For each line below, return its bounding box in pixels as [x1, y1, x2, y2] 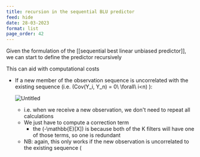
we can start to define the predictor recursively [6, 54, 122, 61]
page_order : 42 [6, 31, 44, 37]
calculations [23, 113, 54, 120]
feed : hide [6, 14, 33, 20]
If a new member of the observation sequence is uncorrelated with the [14, 77, 189, 84]
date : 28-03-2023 [6, 20, 50, 26]
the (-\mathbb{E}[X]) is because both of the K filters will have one [32, 125, 195, 133]
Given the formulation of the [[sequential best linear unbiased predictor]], [6, 47, 187, 54]
